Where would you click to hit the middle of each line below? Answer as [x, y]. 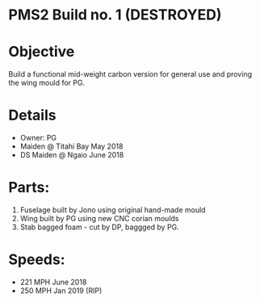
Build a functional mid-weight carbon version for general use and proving [130, 74]
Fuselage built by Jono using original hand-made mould [113, 210]
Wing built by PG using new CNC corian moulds [99, 218]
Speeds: [37, 260]
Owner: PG [38, 138]
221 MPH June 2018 [53, 282]
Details [32, 115]
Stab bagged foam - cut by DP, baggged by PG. [99, 227]
